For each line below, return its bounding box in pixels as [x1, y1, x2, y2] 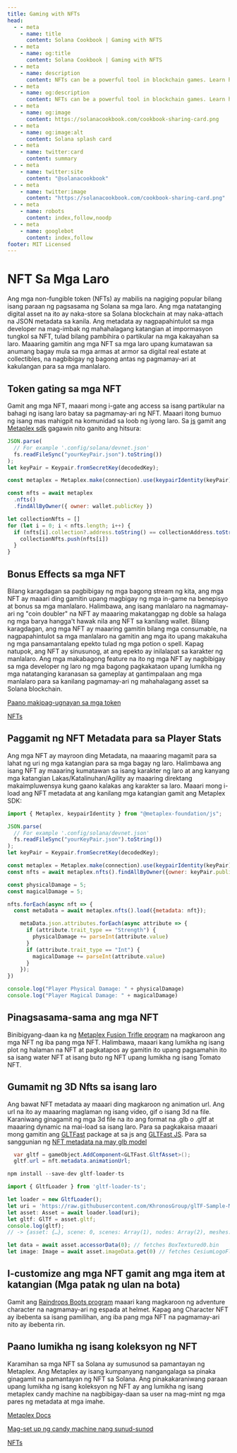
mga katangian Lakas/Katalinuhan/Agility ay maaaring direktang [7, 774, 193, 782]
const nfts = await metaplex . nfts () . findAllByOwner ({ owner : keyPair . [7, 868, 217, 875]
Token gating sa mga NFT [7, 383, 122, 395]
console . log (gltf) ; [7, 1222, 65, 1229]
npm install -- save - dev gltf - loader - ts [7, 1171, 125, 1178]
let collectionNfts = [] [7, 515, 80, 522]
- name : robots [20, 208, 65, 215]
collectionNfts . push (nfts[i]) [20, 535, 109, 542]
